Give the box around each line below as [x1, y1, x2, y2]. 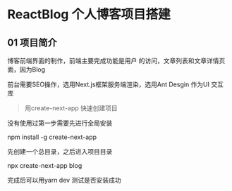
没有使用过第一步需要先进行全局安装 [7, 119, 113, 127]
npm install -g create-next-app [7, 133, 97, 141]
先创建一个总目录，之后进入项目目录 [7, 147, 113, 155]
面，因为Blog [7, 65, 46, 74]
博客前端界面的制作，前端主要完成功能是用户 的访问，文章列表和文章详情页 [7, 57, 226, 65]
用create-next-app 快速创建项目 [24, 104, 118, 112]
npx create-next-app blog [7, 162, 83, 169]
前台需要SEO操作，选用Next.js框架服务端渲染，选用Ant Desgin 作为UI [7, 80, 210, 88]
